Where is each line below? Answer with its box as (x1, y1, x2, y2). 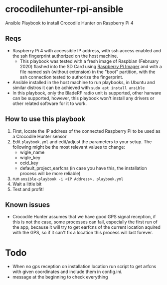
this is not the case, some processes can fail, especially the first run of (12, 219, 158, 225)
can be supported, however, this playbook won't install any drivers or (12, 95, 155, 101)
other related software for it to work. (12, 100, 87, 106)
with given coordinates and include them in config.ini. (12, 269, 123, 275)
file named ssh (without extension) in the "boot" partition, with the (19, 69, 156, 75)
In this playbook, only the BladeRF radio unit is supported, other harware (12, 90, 162, 95)
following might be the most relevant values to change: (12, 144, 126, 150)
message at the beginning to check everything (12, 274, 108, 280)
